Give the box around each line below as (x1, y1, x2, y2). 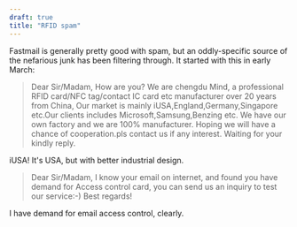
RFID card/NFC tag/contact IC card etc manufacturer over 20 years (30, 90, 277, 102)
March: (9, 64, 35, 75)
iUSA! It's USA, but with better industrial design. (9, 155, 184, 165)
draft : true (9, 12, 53, 22)
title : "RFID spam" (9, 21, 82, 30)
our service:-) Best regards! (30, 191, 133, 201)
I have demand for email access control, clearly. (9, 208, 184, 218)
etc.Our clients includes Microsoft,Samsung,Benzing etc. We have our (30, 110, 286, 120)
